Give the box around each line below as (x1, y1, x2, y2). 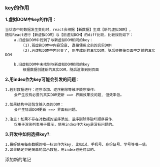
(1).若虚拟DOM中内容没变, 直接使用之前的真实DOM (23, 43, 112, 48)
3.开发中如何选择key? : (5, 132, 51, 137)
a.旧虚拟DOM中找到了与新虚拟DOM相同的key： (14, 38, 94, 43)
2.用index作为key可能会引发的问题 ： (5, 76, 80, 82)
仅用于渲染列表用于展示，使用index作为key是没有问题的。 (14, 122, 116, 127)
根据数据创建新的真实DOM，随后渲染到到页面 (23, 67, 99, 72)
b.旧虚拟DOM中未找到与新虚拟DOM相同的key (14, 62, 90, 67)
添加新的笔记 (5, 157, 31, 163)
